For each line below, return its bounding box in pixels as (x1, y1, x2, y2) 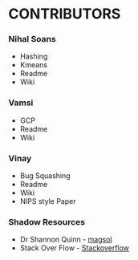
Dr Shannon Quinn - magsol (19, 234, 112, 245)
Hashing (19, 51, 48, 61)
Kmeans (19, 60, 48, 70)
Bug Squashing (19, 171, 71, 181)
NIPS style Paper (19, 197, 76, 206)
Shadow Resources (8, 217, 86, 227)
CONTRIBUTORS (8, 5, 121, 23)
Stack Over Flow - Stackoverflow (19, 243, 130, 253)
